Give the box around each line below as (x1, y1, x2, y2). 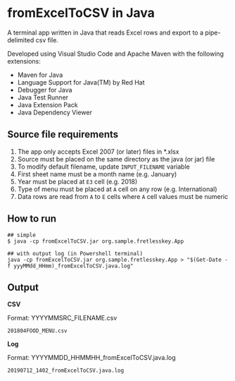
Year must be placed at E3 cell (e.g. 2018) (17, 177, 138, 186)
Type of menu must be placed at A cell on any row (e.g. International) (17, 185, 217, 193)
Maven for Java (17, 71, 63, 79)
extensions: (7, 56, 41, 65)
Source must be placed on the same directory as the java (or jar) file (17, 155, 215, 163)
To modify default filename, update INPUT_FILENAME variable (17, 162, 190, 171)
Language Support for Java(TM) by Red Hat (17, 78, 146, 86)
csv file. (35, 35, 58, 44)
